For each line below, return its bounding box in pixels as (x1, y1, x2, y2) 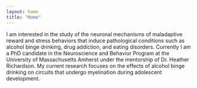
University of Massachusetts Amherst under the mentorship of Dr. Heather (6, 56, 189, 63)
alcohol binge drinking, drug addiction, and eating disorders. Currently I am (6, 43, 191, 51)
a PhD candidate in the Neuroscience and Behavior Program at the (6, 49, 170, 56)
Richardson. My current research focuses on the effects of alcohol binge (6, 62, 185, 69)
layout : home (6, 8, 39, 15)
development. (6, 75, 40, 82)
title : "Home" (6, 14, 42, 20)
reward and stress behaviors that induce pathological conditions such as (6, 37, 185, 44)
